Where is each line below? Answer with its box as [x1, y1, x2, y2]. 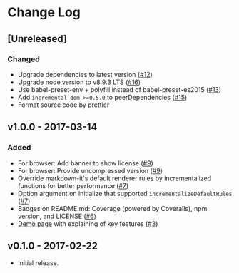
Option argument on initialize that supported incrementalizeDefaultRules [17, 189, 233, 197]
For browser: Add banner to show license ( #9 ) [17, 158, 153, 168]
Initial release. [17, 259, 59, 267]
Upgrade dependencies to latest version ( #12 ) [17, 70, 153, 78]
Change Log [7, 4, 81, 21]
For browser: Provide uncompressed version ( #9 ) [17, 166, 163, 175]
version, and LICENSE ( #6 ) [17, 212, 96, 220]
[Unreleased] [7, 33, 68, 45]
